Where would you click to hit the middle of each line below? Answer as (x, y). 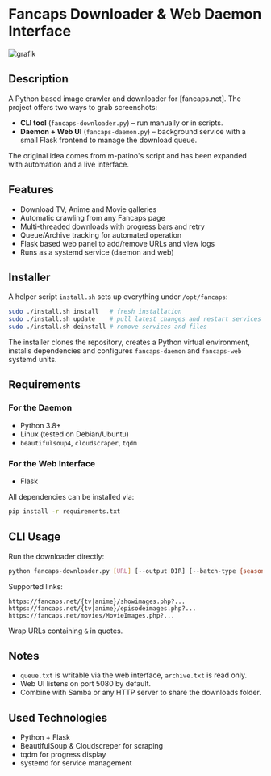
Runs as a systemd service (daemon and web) (97, 252)
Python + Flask (45, 737)
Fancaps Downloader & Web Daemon (135, 14)
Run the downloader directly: (56, 556)
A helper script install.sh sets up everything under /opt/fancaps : (118, 297)
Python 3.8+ (41, 425)
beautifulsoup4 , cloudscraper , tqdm (78, 442)
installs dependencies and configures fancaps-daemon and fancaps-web (125, 351)
